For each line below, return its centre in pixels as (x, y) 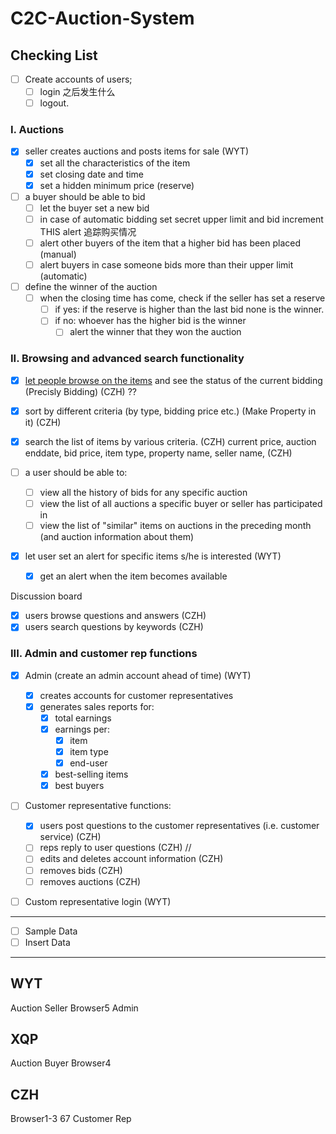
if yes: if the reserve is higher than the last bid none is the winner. (189, 309)
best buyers (79, 786)
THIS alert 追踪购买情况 (88, 231)
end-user (88, 763)
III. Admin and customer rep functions (104, 654)
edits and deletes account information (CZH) (131, 859)
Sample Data (51, 931)
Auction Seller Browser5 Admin (74, 1008)
